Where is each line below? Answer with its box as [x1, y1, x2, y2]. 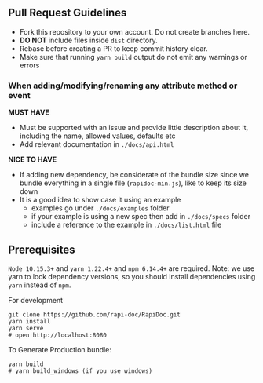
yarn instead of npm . [8, 280, 71, 290]
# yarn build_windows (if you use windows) [8, 367, 153, 375]
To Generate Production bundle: [8, 345, 112, 354]
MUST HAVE [8, 108, 49, 117]
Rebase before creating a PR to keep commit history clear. [19, 43, 208, 53]
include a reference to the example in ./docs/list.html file [31, 220, 222, 230]
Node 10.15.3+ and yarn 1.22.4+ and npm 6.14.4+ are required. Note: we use [8, 263, 255, 273]
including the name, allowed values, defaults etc [19, 131, 176, 140]
